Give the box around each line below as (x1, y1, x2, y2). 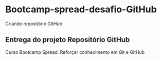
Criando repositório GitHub (5, 21, 63, 27)
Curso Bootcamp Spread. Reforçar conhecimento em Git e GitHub (5, 49, 145, 55)
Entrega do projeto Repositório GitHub (5, 35, 130, 44)
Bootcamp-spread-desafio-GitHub (5, 4, 157, 15)
